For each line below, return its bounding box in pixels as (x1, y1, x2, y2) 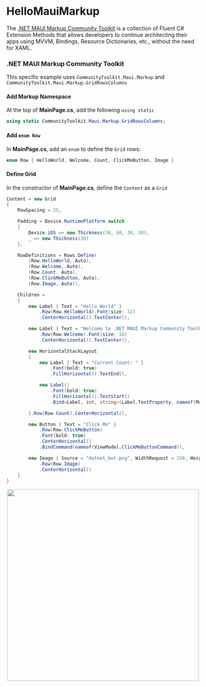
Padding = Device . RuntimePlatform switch (17, 218, 124, 225)
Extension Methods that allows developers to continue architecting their (6, 31, 188, 38)
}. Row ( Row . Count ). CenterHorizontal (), (28, 410, 128, 416)
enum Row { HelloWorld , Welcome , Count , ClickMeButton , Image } (6, 157, 174, 163)
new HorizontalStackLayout (28, 348, 97, 354)
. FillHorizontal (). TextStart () (50, 393, 131, 399)
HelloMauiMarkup (6, 4, 100, 18)
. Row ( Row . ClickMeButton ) (39, 427, 103, 433)
